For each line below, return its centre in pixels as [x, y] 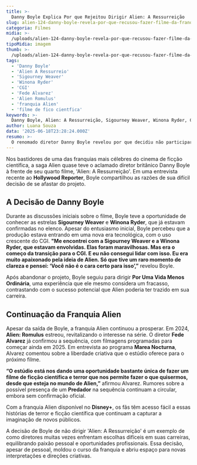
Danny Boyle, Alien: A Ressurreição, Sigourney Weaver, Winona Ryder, [99, 121]
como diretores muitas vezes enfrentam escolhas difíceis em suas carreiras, [98, 437]
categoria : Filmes [28, 28]
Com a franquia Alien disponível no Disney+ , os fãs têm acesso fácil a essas [98, 407]
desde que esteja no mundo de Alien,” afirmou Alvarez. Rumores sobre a [95, 384]
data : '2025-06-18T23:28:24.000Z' [48, 131]
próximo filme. [23, 360]
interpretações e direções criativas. [49, 456]
